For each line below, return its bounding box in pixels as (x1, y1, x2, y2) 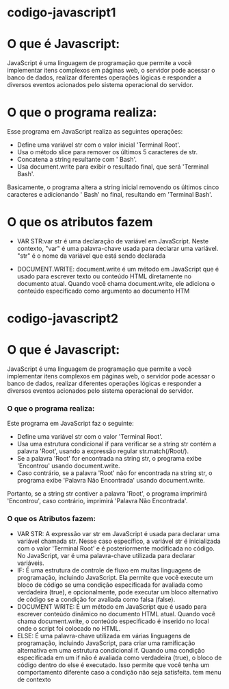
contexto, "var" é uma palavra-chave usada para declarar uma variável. (16, 245, 219, 252)
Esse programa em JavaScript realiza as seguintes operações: (7, 128, 183, 136)
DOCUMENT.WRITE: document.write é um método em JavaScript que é (16, 265, 219, 273)
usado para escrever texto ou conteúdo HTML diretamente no (16, 272, 191, 280)
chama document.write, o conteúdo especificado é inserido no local (16, 617, 210, 625)
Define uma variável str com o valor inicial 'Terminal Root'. (16, 141, 181, 149)
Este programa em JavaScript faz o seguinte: (7, 420, 135, 428)
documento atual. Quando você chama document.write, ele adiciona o (16, 280, 215, 287)
